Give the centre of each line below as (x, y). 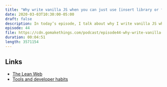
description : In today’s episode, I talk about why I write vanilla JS (81, 23)
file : (11, 33)
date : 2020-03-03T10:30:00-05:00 (40, 14)
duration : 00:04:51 (25, 38)
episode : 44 (17, 28)
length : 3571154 (22, 42)
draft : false (19, 19)
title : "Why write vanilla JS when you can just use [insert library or (82, 10)
